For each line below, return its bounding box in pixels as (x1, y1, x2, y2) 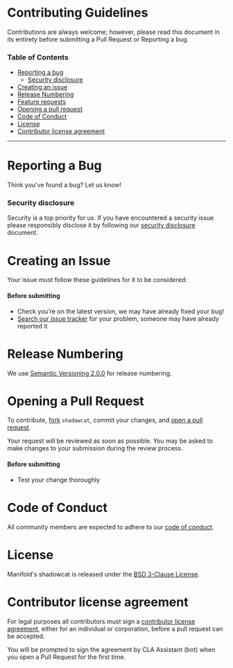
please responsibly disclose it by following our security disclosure (7, 221, 196, 229)
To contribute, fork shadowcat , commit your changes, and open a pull (7, 416, 203, 424)
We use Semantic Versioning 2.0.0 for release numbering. (7, 369, 172, 377)
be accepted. (7, 632, 45, 640)
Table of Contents (7, 52, 69, 62)
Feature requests (17, 98, 67, 106)
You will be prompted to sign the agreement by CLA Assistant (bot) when (7, 645, 216, 653)
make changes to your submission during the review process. (7, 444, 183, 452)
